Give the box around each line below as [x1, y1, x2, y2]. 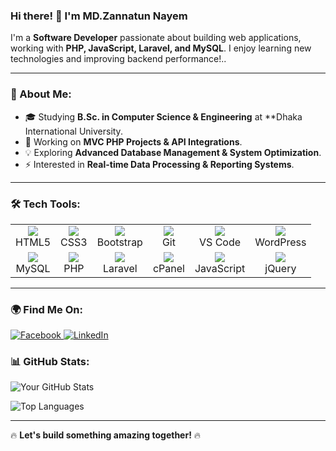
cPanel [152, 261, 185, 275]
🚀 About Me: [10, 87, 72, 101]
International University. [24, 125, 123, 137]
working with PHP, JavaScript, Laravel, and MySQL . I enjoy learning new [10, 42, 312, 54]
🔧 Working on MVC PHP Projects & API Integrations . [24, 135, 243, 148]
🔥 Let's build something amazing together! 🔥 [10, 429, 202, 441]
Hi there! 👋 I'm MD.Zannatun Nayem [10, 9, 188, 23]
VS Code [199, 235, 242, 249]
